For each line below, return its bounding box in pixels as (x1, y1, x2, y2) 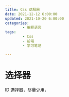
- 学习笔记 (22, 43, 42, 48)
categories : (5, 20, 29, 26)
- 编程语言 (22, 25, 42, 30)
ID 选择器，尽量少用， (5, 87, 49, 93)
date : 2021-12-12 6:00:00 (5, 12, 57, 16)
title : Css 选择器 (5, 7, 40, 12)
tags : (5, 30, 16, 34)
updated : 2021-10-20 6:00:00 (5, 16, 64, 21)
